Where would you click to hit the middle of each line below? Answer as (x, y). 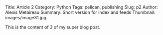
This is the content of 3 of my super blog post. (53, 27)
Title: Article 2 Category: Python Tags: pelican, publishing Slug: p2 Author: (81, 7)
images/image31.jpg (26, 17)
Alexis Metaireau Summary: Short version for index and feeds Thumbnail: (80, 12)
